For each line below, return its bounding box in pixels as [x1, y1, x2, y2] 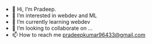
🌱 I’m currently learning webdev [11, 18, 91, 25]
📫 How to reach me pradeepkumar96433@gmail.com [11, 32, 146, 38]
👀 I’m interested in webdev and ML [11, 12, 97, 19]
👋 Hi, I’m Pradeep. [11, 6, 57, 12]
